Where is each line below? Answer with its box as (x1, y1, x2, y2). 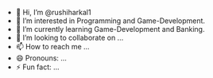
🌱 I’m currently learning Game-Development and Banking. (15, 25, 205, 33)
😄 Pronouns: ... (15, 53, 68, 63)
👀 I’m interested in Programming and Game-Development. (15, 16, 205, 25)
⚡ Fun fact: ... (15, 62, 60, 72)
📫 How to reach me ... (15, 42, 90, 51)
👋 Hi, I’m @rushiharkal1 (15, 8, 91, 17)
